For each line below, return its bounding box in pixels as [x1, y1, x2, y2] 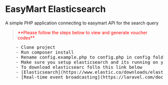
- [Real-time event [15, 74, 63, 80]
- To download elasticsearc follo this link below [15, 64, 142, 70]
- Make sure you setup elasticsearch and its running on [15, 59, 158, 65]
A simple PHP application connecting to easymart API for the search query [5, 20, 159, 26]
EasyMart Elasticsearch [5, 3, 106, 15]
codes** [17, 35, 35, 41]
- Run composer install [15, 49, 74, 55]
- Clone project [15, 44, 56, 50]
